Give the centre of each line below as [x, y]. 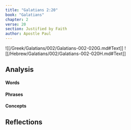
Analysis [20, 70]
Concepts [16, 106]
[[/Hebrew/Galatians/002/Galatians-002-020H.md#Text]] [66, 54]
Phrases [14, 94]
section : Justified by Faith [36, 29]
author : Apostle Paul [28, 34]
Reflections [24, 122]
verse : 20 [16, 24]
